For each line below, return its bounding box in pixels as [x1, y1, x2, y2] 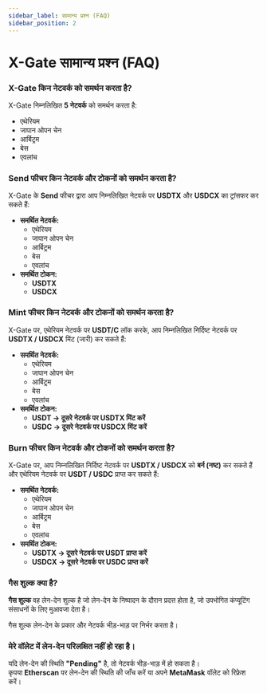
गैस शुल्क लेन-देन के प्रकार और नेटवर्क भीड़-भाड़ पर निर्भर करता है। [8, 620, 179, 630]
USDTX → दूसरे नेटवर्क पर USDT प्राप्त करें [31, 548, 147, 557]
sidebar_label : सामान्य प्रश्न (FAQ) [8, 11, 111, 20]
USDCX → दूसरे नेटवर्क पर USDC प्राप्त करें [31, 557, 149, 566]
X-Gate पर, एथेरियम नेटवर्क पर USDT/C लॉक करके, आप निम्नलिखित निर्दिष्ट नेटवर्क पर [8, 325, 238, 335]
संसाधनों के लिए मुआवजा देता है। [8, 604, 91, 614]
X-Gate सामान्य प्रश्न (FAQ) [8, 53, 161, 72]
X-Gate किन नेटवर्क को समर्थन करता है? [8, 82, 132, 93]
